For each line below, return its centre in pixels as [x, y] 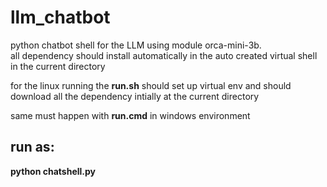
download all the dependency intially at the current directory [135, 96]
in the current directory [58, 66]
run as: [32, 147]
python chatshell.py [53, 171]
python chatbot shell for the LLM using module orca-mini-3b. [136, 45]
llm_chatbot [60, 17]
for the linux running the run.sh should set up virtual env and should [151, 85]
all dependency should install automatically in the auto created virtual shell [164, 55]
